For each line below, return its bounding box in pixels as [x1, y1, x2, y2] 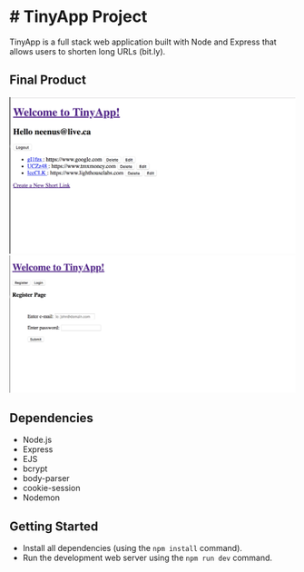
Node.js [22, 434, 53, 446]
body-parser [22, 473, 70, 484]
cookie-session [22, 483, 81, 494]
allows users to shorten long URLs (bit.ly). [9, 45, 166, 56]
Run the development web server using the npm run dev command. [22, 552, 273, 564]
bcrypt [22, 463, 48, 474]
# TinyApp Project [9, 6, 148, 27]
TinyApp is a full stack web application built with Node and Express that [9, 36, 277, 47]
